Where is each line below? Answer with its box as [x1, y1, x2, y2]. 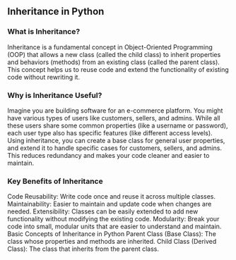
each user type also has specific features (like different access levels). [7, 128, 213, 137]
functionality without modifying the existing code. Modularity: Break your [7, 215, 220, 223]
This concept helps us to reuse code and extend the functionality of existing [7, 65, 230, 73]
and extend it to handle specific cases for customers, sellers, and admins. [7, 144, 223, 152]
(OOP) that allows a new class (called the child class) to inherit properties [7, 50, 221, 58]
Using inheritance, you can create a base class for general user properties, [7, 136, 225, 144]
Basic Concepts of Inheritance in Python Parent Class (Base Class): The [7, 230, 217, 238]
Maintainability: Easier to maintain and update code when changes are [7, 200, 212, 209]
